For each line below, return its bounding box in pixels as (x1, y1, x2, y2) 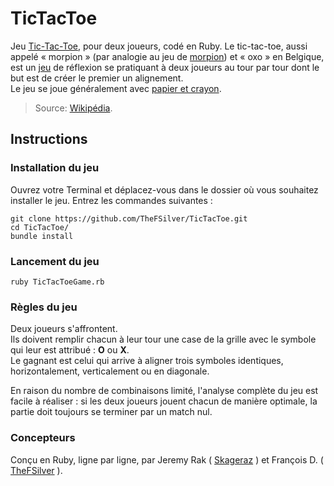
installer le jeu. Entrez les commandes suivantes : (10, 194, 213, 206)
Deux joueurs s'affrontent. (10, 323, 118, 335)
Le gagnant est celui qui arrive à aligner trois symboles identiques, (10, 355, 284, 367)
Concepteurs (10, 431, 76, 445)
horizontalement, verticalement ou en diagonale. (10, 365, 210, 377)
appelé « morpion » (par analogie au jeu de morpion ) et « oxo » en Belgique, (10, 50, 325, 62)
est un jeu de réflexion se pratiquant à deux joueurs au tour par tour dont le (10, 61, 320, 73)
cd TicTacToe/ (10, 222, 70, 232)
